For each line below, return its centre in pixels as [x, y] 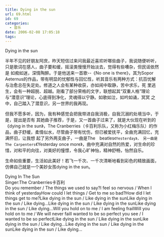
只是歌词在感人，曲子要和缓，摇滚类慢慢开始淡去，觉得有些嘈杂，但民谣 [78, 67]
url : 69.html [18, 14]
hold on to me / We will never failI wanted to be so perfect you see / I [74, 214]
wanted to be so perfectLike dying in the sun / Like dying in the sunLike [77, 219]
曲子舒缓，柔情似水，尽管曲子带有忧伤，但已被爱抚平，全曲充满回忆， [84, 132]
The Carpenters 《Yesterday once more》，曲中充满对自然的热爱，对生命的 [78, 144]
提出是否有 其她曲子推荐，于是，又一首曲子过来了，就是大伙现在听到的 [85, 119]
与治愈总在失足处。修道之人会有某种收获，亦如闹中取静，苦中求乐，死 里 [78, 85]
